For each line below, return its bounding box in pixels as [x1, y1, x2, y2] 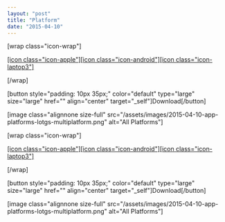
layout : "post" [7, 10, 51, 17]
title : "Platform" [7, 17, 60, 24]
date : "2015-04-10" [7, 23, 64, 30]
